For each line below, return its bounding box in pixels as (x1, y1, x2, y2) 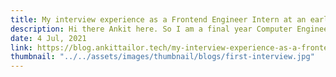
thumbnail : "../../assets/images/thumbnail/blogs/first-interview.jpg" (10, 52, 315, 62)
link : (10, 42, 33, 53)
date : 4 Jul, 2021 (10, 33, 87, 43)
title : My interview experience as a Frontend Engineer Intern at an (10, 14, 307, 25)
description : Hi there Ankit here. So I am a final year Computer (10, 24, 293, 34)
